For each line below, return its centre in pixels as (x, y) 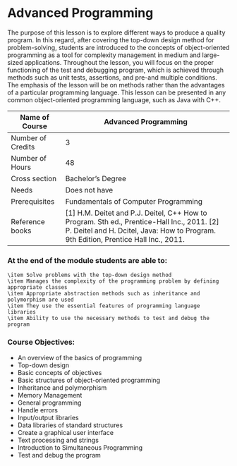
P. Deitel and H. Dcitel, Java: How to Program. (141, 231)
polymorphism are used (41, 300)
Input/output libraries (48, 417)
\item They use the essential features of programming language (104, 306)
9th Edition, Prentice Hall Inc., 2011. (125, 239)
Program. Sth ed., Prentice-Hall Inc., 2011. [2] (142, 221)
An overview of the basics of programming (80, 357)
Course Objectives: (41, 342)
